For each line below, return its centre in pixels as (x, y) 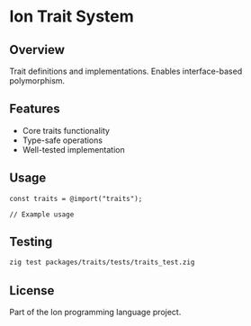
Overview (37, 50)
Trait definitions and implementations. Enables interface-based (126, 71)
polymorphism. (37, 81)
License (32, 291)
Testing (31, 242)
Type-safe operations (63, 140)
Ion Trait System (72, 17)
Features (35, 109)
